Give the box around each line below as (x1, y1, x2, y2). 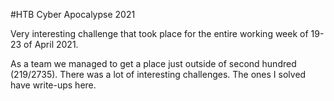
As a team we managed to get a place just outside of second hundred (10, 58, 297, 69)
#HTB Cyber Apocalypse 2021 (10, 9, 136, 20)
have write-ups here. (10, 79, 97, 91)
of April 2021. (23, 39, 79, 50)
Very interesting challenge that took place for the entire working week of (10, 28, 309, 39)
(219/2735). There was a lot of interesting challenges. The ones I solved (10, 69, 307, 80)
